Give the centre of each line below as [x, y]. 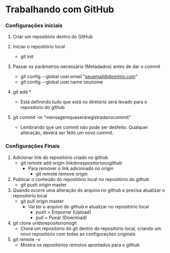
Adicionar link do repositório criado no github [60, 157]
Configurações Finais [33, 146]
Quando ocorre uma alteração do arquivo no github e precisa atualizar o [89, 190]
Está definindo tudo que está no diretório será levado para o [84, 102]
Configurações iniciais [34, 26]
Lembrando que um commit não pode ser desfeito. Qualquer [84, 128]
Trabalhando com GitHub [60, 10]
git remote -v [26, 239]
